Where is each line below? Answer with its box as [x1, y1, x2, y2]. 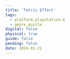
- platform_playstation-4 [10, 17, 65, 22]
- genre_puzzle [10, 22, 42, 27]
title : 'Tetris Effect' [5, 7, 56, 13]
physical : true [5, 31, 38, 36]
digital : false [5, 27, 38, 32]
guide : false [5, 36, 33, 42]
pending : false [5, 41, 38, 46]
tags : [5, 12, 17, 17]
